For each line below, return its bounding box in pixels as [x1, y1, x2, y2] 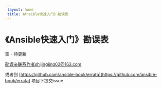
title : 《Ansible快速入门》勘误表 [7, 12, 69, 17]
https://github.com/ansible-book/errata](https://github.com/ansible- [20, 71, 157, 78]
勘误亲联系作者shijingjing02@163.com [5, 61, 82, 67]
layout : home [7, 7, 34, 12]
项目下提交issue [31, 78, 64, 84]
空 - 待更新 [5, 51, 27, 57]
